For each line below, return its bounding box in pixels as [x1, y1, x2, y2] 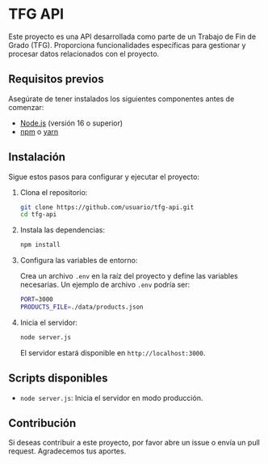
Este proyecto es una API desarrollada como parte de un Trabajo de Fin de [8, 32, 257, 41]
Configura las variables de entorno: [19, 256, 138, 266]
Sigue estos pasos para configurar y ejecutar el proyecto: [8, 172, 200, 181]
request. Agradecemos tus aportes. [8, 446, 127, 456]
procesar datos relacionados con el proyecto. [8, 49, 160, 58]
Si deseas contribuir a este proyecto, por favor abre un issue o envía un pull [8, 438, 260, 448]
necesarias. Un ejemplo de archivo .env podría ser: [19, 280, 191, 290]
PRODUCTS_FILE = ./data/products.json [19, 303, 144, 312]
